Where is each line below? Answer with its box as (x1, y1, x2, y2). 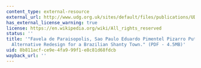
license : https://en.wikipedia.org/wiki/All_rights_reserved (6, 25, 162, 31)
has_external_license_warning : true (6, 20, 98, 25)
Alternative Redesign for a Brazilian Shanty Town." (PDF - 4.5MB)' (11, 42, 186, 48)
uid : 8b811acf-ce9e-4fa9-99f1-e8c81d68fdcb (6, 47, 117, 53)
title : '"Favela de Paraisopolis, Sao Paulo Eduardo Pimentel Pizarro (6, 36, 186, 42)
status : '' (6, 31, 33, 37)
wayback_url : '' (6, 53, 47, 59)
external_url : (6, 14, 42, 20)
